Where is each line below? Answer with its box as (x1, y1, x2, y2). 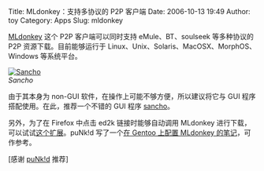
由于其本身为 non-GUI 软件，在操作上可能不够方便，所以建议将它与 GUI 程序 (8, 92, 256, 100)
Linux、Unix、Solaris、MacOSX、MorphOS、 (107, 42, 257, 51)
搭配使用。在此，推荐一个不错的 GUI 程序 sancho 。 (8, 101, 175, 111)
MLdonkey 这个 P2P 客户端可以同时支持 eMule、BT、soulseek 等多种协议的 (8, 32, 254, 41)
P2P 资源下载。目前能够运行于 (8, 42, 106, 51)
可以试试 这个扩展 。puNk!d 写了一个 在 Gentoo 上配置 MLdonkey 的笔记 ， (8, 128, 244, 137)
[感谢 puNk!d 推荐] (8, 155, 69, 163)
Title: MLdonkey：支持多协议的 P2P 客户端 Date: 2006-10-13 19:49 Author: (8, 7, 251, 16)
